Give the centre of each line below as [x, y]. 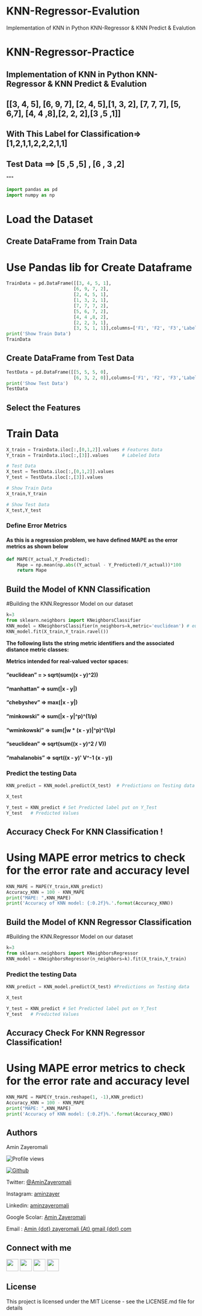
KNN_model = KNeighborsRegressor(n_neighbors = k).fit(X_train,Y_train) [96, 959]
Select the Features [44, 408]
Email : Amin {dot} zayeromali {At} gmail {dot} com [69, 1229]
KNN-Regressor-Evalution [73, 11]
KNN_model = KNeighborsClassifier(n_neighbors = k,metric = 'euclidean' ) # [98, 626]
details [14, 1308]
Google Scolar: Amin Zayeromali [46, 1217]
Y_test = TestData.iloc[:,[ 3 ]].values [55, 477]
